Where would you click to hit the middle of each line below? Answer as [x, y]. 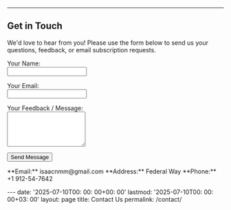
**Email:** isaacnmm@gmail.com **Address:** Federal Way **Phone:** [112, 171]
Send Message [30, 157]
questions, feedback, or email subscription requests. [81, 50]
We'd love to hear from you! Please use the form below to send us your [108, 43]
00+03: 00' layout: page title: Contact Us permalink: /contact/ [95, 199]
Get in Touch [35, 26]
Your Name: [24, 63]
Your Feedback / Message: [45, 108]
